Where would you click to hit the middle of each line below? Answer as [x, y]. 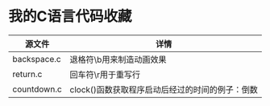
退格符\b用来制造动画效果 [118, 59]
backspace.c [37, 59]
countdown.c [37, 89]
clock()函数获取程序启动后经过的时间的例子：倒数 [164, 89]
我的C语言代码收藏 [70, 16]
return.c [27, 74]
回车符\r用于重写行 [105, 75]
